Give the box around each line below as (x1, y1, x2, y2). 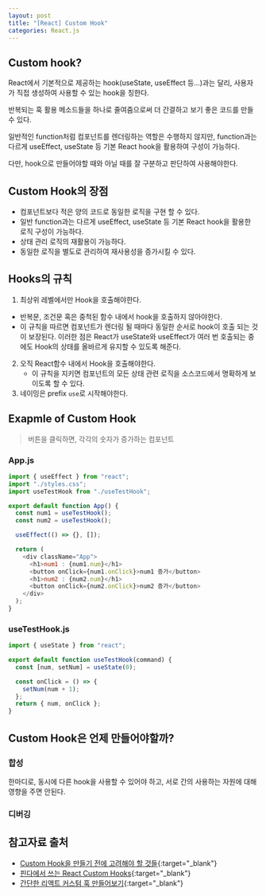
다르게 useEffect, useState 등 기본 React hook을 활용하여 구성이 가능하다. (8, 142, 240, 151)
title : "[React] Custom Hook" (8, 19, 109, 27)
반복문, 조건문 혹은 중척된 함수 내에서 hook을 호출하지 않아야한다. (19, 311, 222, 321)
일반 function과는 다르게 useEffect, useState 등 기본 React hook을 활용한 (19, 217, 252, 226)
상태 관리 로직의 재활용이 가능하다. (19, 237, 126, 246)
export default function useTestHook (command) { (8, 656, 172, 664)
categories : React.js (8, 26, 80, 34)
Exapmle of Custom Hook (8, 412, 137, 426)
